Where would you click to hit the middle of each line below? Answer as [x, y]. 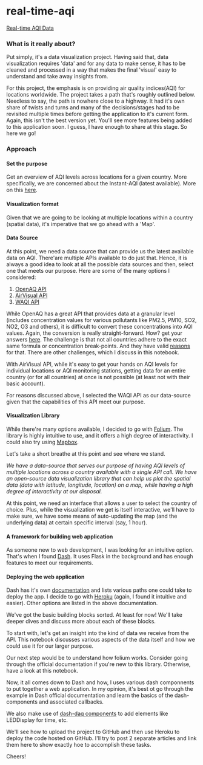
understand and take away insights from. [57, 77]
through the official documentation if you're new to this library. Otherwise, [98, 664]
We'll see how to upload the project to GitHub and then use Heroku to [93, 732]
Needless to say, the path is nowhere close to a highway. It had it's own [95, 101]
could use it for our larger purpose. [50, 646]
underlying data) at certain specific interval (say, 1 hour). [77, 522]
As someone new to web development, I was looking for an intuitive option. [100, 550]
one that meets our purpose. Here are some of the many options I [88, 270]
